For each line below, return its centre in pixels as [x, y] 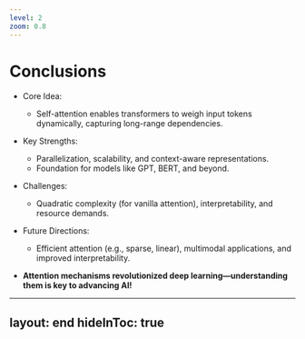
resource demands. [73, 214]
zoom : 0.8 [28, 26]
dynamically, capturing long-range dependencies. [129, 124]
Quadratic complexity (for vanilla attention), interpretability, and [155, 204]
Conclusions [58, 71]
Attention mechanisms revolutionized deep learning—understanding [155, 276]
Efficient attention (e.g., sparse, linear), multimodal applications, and [164, 249]
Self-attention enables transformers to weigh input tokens [144, 114]
